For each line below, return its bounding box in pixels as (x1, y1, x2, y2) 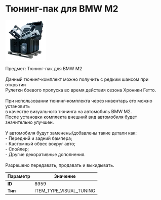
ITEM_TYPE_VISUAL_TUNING (34, 187, 95, 193)
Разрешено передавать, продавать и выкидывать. (5, 162, 115, 168)
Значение (54, 173, 76, 179)
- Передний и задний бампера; (5, 135, 72, 141)
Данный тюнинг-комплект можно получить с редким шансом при (5, 76, 149, 82)
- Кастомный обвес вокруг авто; (5, 140, 76, 146)
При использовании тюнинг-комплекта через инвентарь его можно (5, 97, 153, 104)
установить (5, 103, 30, 109)
